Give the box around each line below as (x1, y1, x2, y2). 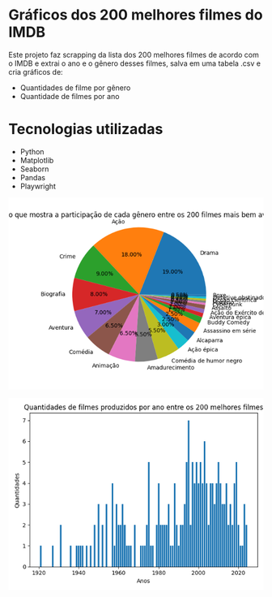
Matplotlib (19, 155, 54, 165)
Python (19, 146, 45, 156)
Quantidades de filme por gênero (19, 83, 131, 93)
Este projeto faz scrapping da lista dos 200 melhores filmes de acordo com (8, 50, 259, 59)
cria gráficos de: (8, 67, 63, 76)
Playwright (19, 181, 57, 191)
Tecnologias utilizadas (8, 120, 164, 139)
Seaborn (19, 164, 49, 174)
